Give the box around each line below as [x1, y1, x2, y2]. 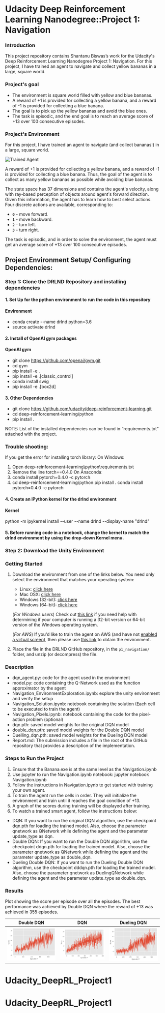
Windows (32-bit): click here [19, 596, 78, 603]
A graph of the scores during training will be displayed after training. [12, 803, 151, 808]
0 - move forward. [12, 211, 49, 217]
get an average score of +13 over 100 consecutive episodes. [5, 242, 128, 248]
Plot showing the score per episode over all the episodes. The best [5, 898, 140, 904]
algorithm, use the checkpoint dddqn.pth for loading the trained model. [12, 864, 156, 870]
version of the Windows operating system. [12, 622, 98, 628]
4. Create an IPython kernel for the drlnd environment [5, 496, 117, 502]
